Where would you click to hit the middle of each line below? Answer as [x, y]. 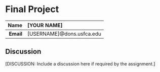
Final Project [32, 9]
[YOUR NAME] [45, 25]
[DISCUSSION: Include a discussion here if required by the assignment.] [80, 63]
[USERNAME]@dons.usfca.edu [64, 34]
